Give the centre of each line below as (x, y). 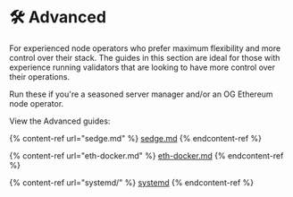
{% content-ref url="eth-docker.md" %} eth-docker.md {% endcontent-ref (146, 155)
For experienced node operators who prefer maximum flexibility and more (145, 48)
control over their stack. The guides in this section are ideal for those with (145, 57)
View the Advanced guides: (60, 121)
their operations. (39, 76)
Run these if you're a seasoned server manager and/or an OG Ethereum (142, 94)
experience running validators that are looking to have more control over (142, 67)
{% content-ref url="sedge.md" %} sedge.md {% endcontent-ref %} (135, 138)
